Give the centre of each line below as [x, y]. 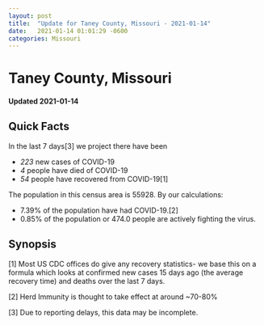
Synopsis [32, 245]
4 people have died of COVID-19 [74, 170]
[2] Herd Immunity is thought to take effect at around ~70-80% [113, 297]
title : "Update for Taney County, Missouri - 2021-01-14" [110, 23]
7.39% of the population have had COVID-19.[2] [99, 210]
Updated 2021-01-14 [44, 101]
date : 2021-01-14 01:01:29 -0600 [68, 31]
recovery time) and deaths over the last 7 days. [87, 281]
